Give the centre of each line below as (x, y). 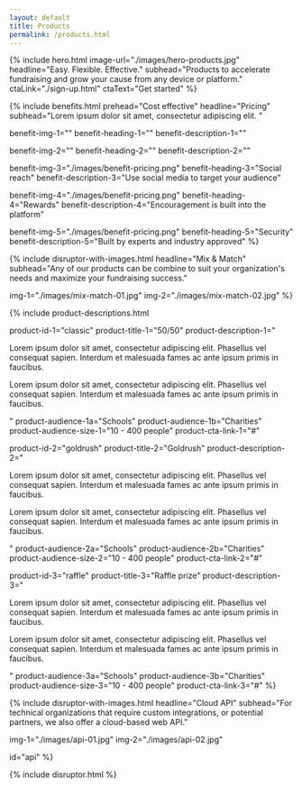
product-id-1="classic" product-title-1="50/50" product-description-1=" (142, 331)
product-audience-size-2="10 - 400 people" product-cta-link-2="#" (136, 558)
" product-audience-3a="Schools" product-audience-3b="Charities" (137, 676)
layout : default (40, 18)
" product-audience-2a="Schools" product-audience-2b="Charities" (137, 549)
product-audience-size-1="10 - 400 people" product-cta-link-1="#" (135, 431)
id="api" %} (32, 757)
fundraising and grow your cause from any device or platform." (126, 79)
